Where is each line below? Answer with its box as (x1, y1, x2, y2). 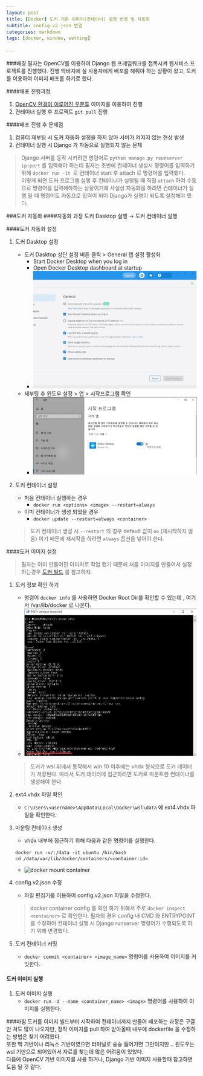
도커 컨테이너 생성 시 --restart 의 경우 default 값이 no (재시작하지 (30, 528, 187, 535)
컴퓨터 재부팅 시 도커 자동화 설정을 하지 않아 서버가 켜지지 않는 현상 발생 (14, 134, 184, 141)
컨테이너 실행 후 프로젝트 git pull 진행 (14, 108, 108, 115)
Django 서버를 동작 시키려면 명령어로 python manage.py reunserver (21, 154, 183, 161)
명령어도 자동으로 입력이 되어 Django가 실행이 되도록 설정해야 (40, 192, 185, 199)
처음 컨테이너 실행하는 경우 (24, 494, 88, 502)
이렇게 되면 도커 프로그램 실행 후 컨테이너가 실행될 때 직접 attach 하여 (21, 177, 185, 184)
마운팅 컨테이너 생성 (14, 824, 62, 831)
